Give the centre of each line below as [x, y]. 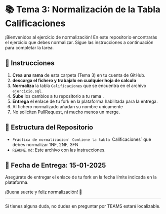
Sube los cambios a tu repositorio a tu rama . [58, 96]
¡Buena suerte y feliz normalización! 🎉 [44, 192]
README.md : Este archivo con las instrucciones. [59, 150]
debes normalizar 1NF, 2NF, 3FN [45, 144]
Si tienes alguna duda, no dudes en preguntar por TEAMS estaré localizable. [83, 206]
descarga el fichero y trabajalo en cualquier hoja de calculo [74, 80]
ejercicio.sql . [27, 91]
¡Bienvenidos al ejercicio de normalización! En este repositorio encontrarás [81, 37]
